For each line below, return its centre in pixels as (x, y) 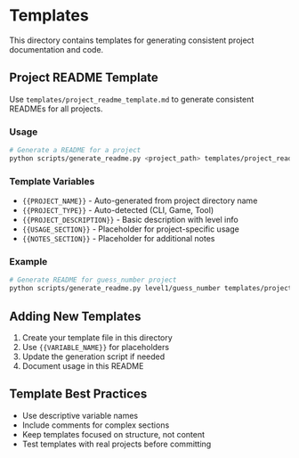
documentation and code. (57, 49)
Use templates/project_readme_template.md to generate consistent (132, 99)
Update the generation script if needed (93, 356)
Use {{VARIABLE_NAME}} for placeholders (96, 347)
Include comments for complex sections (96, 425)
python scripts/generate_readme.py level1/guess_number (115, 289)
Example (28, 262)
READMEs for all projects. (56, 109)
